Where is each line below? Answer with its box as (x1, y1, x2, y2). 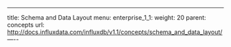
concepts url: (7, 21, 45, 29)
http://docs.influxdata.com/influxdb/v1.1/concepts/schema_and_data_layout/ (7, 28, 223, 36)
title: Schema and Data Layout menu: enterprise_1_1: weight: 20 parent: (7, 14, 206, 21)
